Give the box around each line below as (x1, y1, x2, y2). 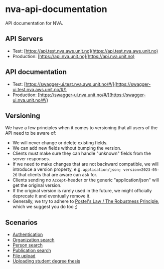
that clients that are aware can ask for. (18, 172, 98, 178)
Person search (12, 242, 43, 248)
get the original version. (12, 182, 62, 188)
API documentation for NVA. (5, 20, 64, 26)
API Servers (5, 35, 44, 43)
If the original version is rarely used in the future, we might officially (12, 188, 152, 194)
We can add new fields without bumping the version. (12, 145, 121, 151)
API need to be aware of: (5, 130, 57, 136)
